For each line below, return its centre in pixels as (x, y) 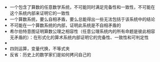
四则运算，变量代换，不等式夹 (40, 48)
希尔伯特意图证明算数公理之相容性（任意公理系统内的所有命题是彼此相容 (82, 31)
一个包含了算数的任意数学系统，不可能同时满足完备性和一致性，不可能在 (82, 7)
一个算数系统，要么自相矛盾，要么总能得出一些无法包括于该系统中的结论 (82, 19)
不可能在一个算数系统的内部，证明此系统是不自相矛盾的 (65, 25)
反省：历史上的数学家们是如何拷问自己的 (50, 54)
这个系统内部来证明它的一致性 (40, 13)
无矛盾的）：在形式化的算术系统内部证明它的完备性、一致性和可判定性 (79, 37)
